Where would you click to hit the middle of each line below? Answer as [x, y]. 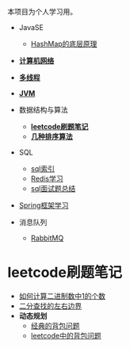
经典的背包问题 [55, 325]
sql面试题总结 [53, 188]
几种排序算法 [52, 136]
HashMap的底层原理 [64, 44]
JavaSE [31, 27]
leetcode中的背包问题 [66, 335]
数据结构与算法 [43, 110]
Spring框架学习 [44, 205]
